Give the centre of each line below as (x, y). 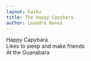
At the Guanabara (28, 53)
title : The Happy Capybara (40, 17)
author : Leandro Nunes (34, 23)
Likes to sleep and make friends (45, 46)
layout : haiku (24, 12)
